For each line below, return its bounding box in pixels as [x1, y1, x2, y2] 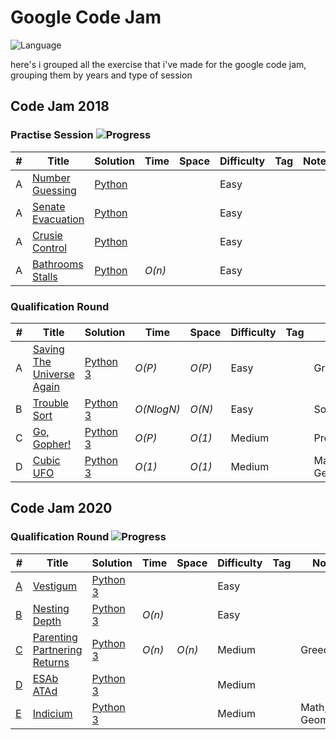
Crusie [32, 228, 63, 242]
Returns [32, 655, 70, 669]
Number [32, 171, 71, 185]
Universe [32, 367, 75, 381]
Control [32, 241, 68, 255]
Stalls [32, 269, 58, 283]
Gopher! [32, 437, 72, 451]
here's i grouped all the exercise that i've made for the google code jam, [10, 58, 307, 70]
